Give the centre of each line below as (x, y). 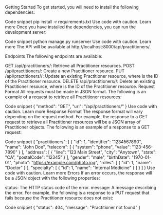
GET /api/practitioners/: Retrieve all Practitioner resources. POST (70, 66)
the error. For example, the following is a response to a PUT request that (77, 193)
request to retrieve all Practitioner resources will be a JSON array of (73, 122)
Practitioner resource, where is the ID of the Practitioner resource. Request (80, 86)
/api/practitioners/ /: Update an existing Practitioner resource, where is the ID (82, 76)
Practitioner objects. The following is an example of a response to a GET (77, 127)
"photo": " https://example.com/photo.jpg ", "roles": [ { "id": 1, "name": (83, 162)
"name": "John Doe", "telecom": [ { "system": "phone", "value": (68, 147)
